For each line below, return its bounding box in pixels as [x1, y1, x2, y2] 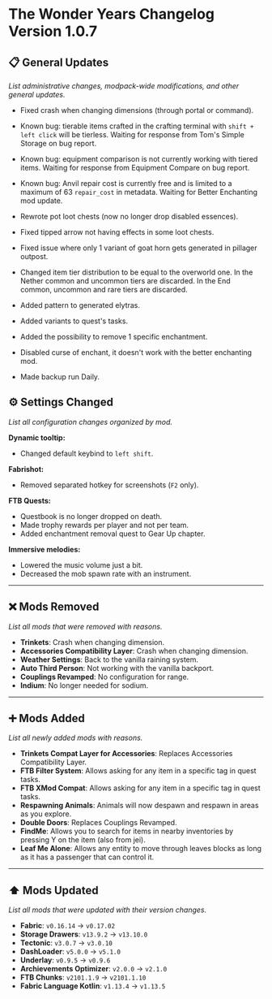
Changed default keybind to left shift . [19, 448, 154, 458]
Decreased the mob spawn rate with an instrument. [19, 569, 192, 578]
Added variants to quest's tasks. [19, 316, 128, 326]
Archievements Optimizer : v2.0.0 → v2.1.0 [19, 964, 168, 974]
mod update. [19, 196, 63, 205]
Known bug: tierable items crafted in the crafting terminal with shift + [19, 121, 254, 131]
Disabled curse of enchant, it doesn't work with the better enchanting [19, 348, 253, 357]
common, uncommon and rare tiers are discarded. [19, 285, 188, 294]
